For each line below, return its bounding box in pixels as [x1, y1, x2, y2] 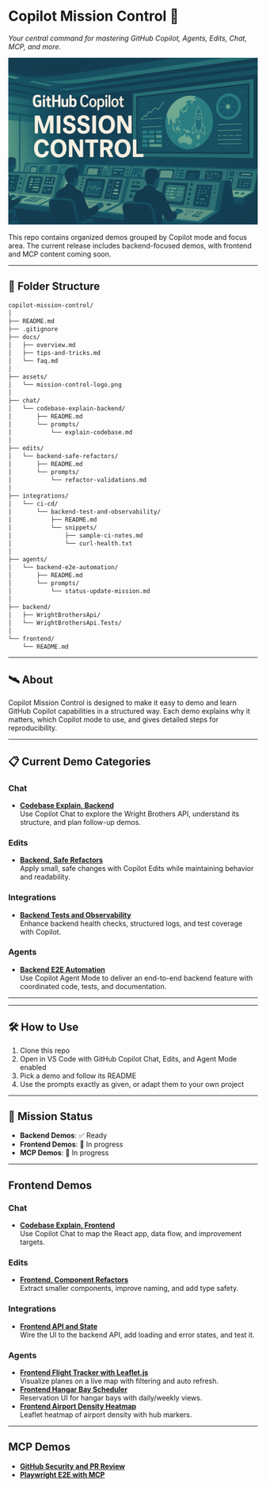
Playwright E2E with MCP [19, 1470, 105, 1479]
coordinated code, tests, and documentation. [19, 981, 167, 991]
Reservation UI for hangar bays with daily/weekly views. [19, 1393, 203, 1403]
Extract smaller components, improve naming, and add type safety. [19, 1284, 239, 1293]
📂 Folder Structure [8, 279, 101, 293]
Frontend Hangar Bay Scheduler [19, 1385, 128, 1394]
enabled [19, 1062, 47, 1072]
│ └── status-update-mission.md [8, 587, 150, 595]
